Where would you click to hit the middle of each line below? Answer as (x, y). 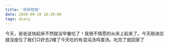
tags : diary (18, 19)
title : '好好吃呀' (23, 10)
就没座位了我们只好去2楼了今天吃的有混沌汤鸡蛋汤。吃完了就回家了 (75, 40)
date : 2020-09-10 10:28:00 (33, 14)
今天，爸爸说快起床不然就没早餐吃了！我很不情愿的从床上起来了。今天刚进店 (84, 34)
